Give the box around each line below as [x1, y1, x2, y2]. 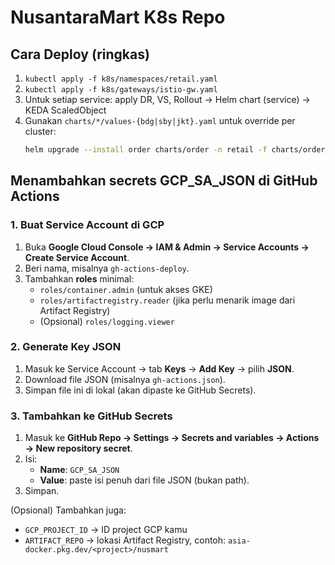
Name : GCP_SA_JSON [39, 464, 120, 476]
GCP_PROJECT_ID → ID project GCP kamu [24, 524, 188, 536]
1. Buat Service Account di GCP [10, 218, 165, 232]
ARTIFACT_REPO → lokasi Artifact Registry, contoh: [24, 534, 227, 546]
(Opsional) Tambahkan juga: [10, 504, 127, 516]
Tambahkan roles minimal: [24, 272, 135, 285]
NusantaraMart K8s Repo [10, 6, 226, 29]
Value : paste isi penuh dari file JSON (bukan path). [39, 474, 250, 486]
